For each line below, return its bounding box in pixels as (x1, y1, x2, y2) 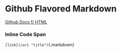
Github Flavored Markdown (5, 3, 117, 14)
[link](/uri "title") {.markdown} (5, 42, 75, 48)
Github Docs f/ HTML (5, 19, 47, 25)
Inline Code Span (5, 31, 46, 38)
